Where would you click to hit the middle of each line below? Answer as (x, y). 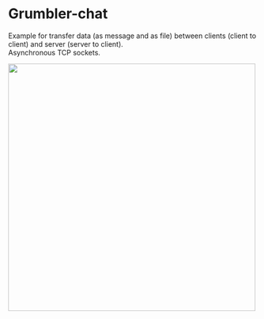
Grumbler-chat (58, 14)
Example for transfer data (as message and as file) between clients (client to (132, 36)
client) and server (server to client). (66, 44)
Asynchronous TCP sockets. (55, 52)
